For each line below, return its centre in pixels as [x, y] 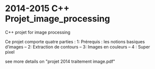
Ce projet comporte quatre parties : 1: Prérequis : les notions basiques [75, 41]
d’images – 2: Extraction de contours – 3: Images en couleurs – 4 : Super [78, 47]
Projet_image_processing [58, 19]
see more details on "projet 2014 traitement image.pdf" [60, 61]
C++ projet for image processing [38, 32]
